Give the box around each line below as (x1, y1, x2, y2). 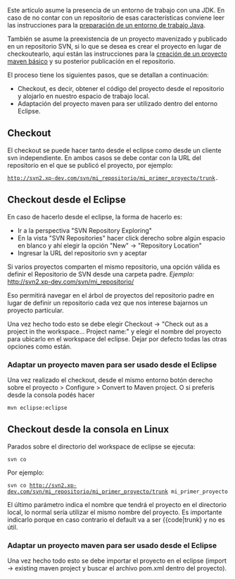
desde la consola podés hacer (7, 391, 95, 399)
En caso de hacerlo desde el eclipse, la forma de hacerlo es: (7, 212, 183, 221)
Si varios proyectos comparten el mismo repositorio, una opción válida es (7, 262, 220, 271)
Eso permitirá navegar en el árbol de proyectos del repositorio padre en (7, 291, 215, 299)
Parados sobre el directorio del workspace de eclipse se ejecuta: (7, 442, 196, 451)
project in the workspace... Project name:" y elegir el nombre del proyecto (7, 327, 222, 336)
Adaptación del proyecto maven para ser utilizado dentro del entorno (17, 99, 218, 108)
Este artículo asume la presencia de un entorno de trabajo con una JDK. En (7, 6, 225, 14)
